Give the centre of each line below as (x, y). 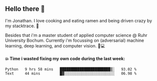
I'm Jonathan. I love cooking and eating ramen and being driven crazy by (79, 20)
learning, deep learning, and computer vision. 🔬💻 (55, 46)
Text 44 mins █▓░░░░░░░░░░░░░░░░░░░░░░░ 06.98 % (71, 74)
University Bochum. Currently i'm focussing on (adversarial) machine (75, 40)
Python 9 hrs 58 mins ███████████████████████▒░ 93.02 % (71, 69)
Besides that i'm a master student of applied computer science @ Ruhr (76, 35)
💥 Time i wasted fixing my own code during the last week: (65, 59)
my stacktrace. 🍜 (22, 26)
